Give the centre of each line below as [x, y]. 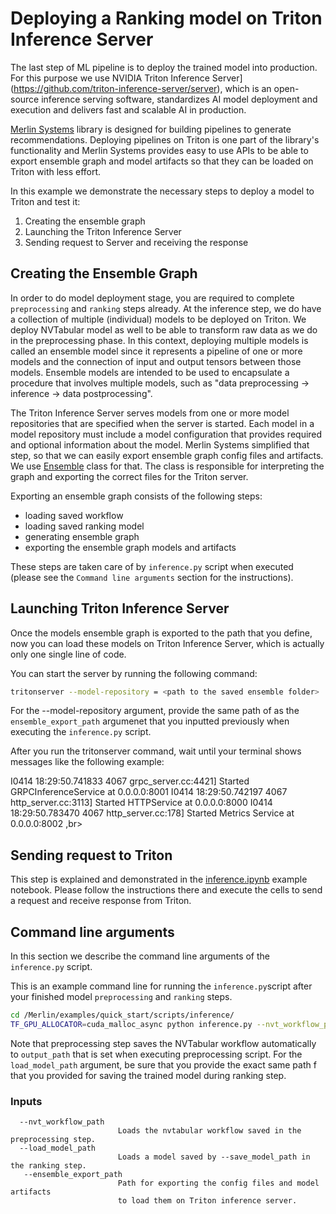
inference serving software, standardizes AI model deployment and [179, 99]
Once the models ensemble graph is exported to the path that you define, [161, 633]
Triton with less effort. [56, 171]
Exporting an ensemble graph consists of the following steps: [136, 496]
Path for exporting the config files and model [218, 1183]
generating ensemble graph [82, 536]
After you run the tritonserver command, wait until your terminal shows [156, 751]
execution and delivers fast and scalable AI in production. [128, 109]
